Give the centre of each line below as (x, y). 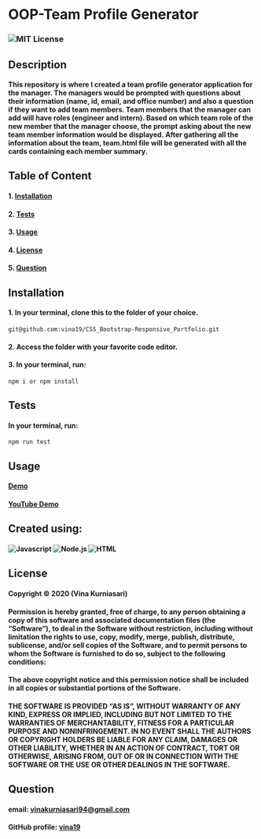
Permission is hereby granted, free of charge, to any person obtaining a (127, 612)
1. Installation (30, 196)
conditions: (27, 661)
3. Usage (23, 232)
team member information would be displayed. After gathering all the (123, 134)
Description (37, 64)
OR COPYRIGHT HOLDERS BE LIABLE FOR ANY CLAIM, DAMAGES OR (123, 739)
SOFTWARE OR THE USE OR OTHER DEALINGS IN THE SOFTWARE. (119, 764)
